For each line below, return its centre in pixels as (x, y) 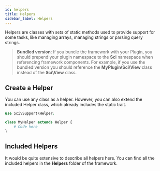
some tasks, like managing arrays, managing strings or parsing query (74, 37)
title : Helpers (20, 14)
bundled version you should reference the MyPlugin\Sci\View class (84, 67)
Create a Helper (29, 88)
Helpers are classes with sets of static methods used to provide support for (80, 32)
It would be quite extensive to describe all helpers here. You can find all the (80, 158)
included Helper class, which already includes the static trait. (66, 105)
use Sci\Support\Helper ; (30, 114)
